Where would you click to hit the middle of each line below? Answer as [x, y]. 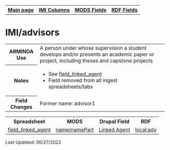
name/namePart [75, 130]
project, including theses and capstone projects [96, 60]
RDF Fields [124, 10]
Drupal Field [115, 122]
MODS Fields [91, 10]
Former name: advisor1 [68, 103]
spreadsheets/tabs [71, 87]
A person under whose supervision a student [93, 48]
